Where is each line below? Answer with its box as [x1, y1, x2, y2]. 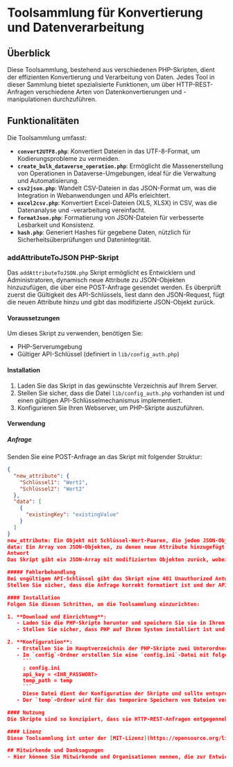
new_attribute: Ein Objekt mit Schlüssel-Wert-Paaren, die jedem [7, 537, 200, 544]
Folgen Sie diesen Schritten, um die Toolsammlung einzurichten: [7, 601, 200, 607]
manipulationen [7, 95, 51, 103]
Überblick [7, 47, 51, 59]
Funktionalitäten [7, 115, 80, 127]
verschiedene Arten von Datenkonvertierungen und [35, 88, 182, 96]
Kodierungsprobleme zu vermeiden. [17, 154, 120, 162]
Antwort [7, 550, 30, 557]
